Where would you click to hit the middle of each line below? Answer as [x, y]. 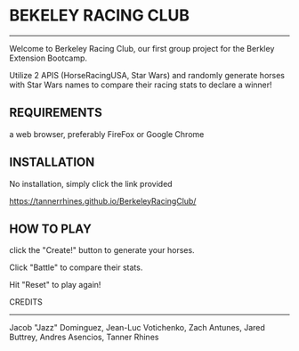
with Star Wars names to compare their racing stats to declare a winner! [141, 85]
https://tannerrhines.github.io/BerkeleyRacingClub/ [103, 200]
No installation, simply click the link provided [91, 184]
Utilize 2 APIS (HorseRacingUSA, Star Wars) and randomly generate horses [147, 75]
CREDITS [26, 302]
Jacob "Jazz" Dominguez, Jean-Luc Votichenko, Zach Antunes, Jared [137, 328]
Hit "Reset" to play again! [55, 285]
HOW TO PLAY [50, 229]
